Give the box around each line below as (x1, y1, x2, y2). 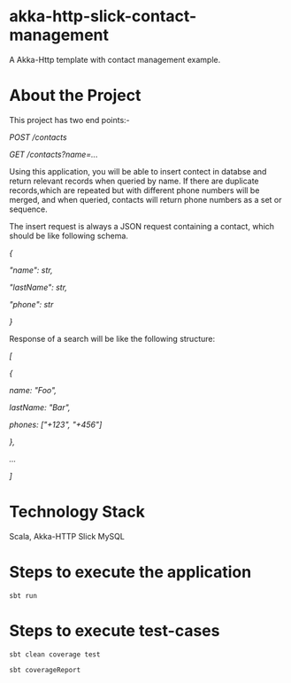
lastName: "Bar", (9, 401, 71, 413)
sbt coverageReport (9, 665, 81, 674)
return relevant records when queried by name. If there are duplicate (9, 175, 259, 186)
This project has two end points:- (9, 114, 130, 125)
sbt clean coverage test (9, 649, 101, 659)
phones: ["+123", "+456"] (9, 419, 103, 430)
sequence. (9, 204, 49, 214)
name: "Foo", (9, 384, 57, 395)
